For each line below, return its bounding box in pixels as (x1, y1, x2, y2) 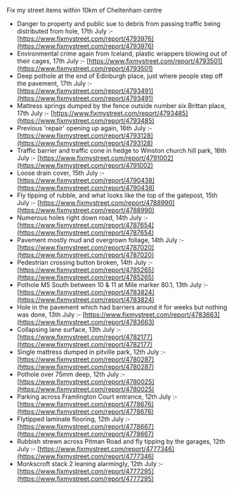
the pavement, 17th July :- (16, 79, 93, 87)
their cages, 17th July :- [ (16, 57, 89, 65)
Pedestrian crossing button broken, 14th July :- (16, 258, 153, 266)
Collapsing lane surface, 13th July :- (16, 326, 122, 333)
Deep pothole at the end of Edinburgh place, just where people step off (16, 72, 223, 80)
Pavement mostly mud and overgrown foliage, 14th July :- (16, 236, 184, 244)
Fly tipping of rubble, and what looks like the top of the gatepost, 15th (16, 191, 219, 199)
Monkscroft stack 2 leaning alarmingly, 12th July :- (16, 460, 163, 468)
